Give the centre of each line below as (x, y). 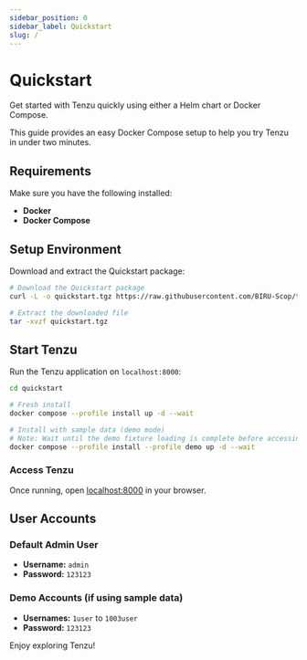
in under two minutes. (50, 142)
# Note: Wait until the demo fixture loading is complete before (136, 438)
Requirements (50, 171)
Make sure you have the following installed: (91, 194)
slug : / (24, 35)
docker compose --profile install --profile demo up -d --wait (132, 447)
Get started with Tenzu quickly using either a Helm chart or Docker (135, 105)
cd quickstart (37, 389)
